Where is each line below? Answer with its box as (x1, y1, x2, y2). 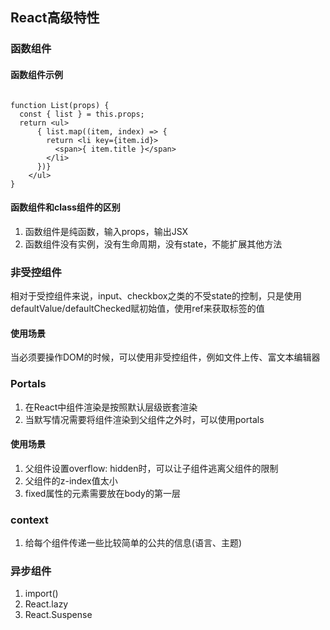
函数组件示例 (10, 68, 63, 80)
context (10, 513, 49, 527)
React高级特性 (10, 9, 100, 27)
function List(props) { (10, 100, 110, 110)
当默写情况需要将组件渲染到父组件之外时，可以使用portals (24, 413, 265, 425)
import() (24, 588, 59, 600)
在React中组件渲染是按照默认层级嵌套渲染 (24, 401, 198, 413)
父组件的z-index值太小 (24, 474, 118, 487)
